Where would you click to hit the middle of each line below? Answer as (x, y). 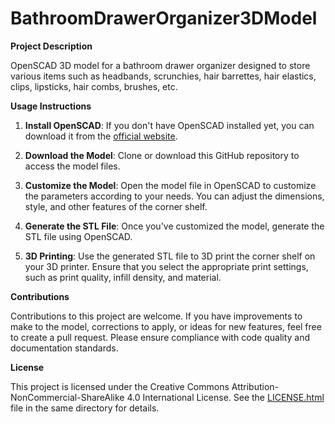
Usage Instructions (51, 106)
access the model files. (72, 166)
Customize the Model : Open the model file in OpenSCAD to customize (170, 185)
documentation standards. (64, 348)
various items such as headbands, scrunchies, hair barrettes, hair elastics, (163, 76)
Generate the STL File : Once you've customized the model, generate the (174, 226)
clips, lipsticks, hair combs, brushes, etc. (94, 86)
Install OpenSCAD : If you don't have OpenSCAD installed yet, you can (169, 125)
